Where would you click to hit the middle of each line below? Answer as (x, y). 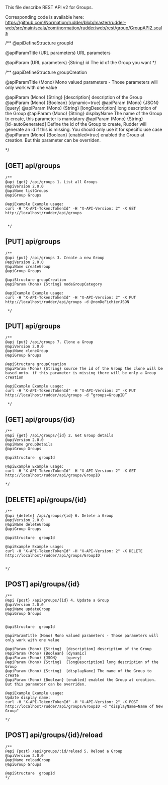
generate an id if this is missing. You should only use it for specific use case (84, 129)
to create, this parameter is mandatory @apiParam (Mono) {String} (74, 119)
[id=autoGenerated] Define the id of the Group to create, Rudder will (76, 124)
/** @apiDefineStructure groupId (39, 43)
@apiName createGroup (28, 266)
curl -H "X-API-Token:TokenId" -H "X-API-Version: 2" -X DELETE (74, 551)
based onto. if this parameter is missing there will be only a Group (81, 373)
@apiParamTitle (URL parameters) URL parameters (58, 53)
